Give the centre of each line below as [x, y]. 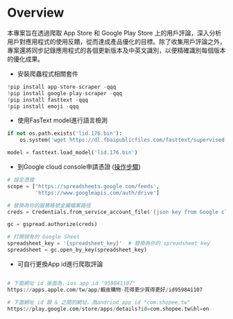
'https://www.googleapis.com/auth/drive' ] [97, 193]
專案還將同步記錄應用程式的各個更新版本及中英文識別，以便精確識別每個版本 [116, 50]
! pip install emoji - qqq [43, 106]
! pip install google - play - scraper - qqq [65, 93]
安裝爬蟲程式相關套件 [48, 74]
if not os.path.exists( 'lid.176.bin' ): [65, 133]
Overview [36, 13]
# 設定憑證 [21, 180]
